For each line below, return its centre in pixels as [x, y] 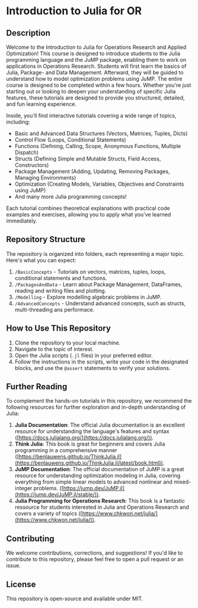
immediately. [22, 221]
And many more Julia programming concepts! [71, 197]
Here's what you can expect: [41, 260]
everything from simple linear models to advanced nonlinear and [94, 482]
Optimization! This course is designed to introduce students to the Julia [93, 54]
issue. [13, 566]
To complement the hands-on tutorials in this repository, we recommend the [99, 401]
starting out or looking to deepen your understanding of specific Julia [91, 91]
